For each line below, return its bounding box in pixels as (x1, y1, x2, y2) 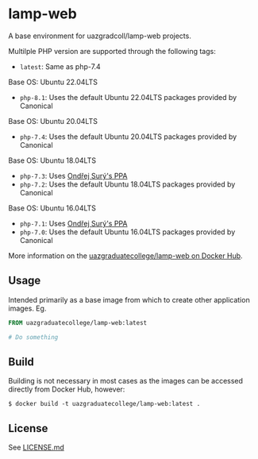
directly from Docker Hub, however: (8, 384, 125, 394)
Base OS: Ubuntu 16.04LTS (8, 203, 97, 213)
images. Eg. (8, 303, 47, 313)
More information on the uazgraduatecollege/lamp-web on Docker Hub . (8, 251, 244, 260)
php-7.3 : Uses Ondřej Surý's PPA (19, 171, 128, 180)
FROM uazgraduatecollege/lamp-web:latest (8, 318, 148, 326)
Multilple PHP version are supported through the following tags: (8, 46, 216, 56)
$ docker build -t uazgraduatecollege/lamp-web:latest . (8, 400, 201, 408)
